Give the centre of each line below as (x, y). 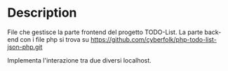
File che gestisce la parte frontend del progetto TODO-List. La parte (105, 32)
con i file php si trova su (55, 39)
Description (42, 13)
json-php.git (25, 47)
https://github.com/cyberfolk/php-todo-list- (154, 39)
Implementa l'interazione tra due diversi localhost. (80, 60)
